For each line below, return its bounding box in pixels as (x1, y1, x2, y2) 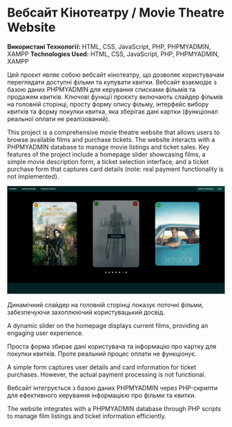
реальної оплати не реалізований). (7, 114, 110, 122)
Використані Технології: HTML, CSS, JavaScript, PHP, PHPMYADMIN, (7, 42, 211, 51)
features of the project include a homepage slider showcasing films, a (7, 150, 206, 158)
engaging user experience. (7, 329, 84, 337)
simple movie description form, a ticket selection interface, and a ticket (7, 157, 209, 165)
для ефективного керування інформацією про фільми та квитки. (7, 391, 197, 399)
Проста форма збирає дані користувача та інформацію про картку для (7, 342, 217, 350)
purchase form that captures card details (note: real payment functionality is (7, 165, 224, 173)
